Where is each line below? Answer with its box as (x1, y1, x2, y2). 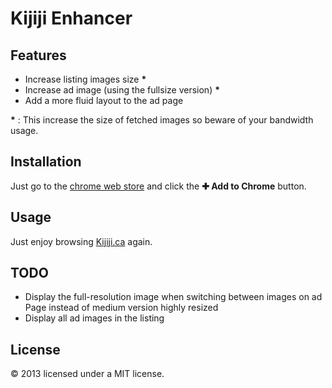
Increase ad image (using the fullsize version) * (24, 84, 220, 96)
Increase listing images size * (24, 73, 147, 85)
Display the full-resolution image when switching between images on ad (24, 291, 323, 303)
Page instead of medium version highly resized (24, 302, 219, 314)
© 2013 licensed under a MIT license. (10, 368, 165, 380)
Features (10, 47, 67, 64)
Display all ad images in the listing (24, 312, 165, 324)
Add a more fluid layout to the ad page (24, 95, 184, 106)
